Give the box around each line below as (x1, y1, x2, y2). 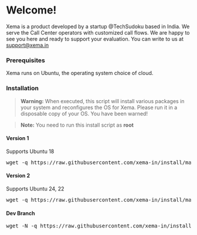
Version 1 (6, 135, 29, 142)
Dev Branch (6, 209, 35, 217)
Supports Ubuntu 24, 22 (6, 185, 64, 192)
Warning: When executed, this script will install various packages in (20, 97, 185, 104)
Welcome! (6, 4, 57, 17)
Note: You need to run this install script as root (20, 121, 134, 128)
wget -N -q (6, 223, 38, 229)
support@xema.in (6, 42, 49, 49)
